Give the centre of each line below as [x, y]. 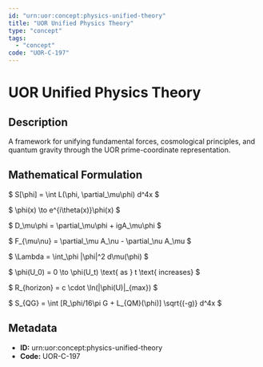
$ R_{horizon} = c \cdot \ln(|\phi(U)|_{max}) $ [83, 287]
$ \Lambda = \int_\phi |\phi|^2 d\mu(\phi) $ [79, 256]
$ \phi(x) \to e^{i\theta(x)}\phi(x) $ [64, 210]
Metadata [33, 328]
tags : [17, 38]
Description [38, 122]
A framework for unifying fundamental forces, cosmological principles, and [132, 141]
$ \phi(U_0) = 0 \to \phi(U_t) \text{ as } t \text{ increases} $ [104, 272]
